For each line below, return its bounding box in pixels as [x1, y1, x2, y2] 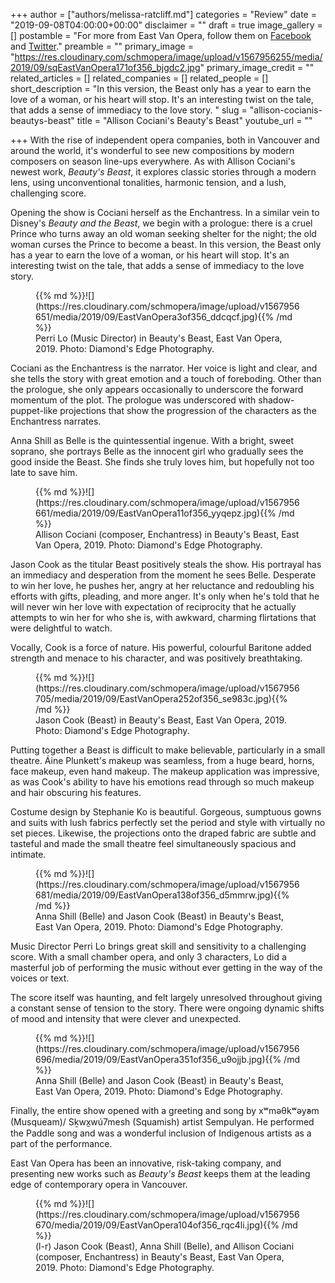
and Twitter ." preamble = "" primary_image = [10, 40, 194, 52]
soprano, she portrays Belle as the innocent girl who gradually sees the [10, 445, 304, 457]
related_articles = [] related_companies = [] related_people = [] [10, 72, 269, 84]
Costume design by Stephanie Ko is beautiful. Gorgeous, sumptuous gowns [10, 806, 322, 818]
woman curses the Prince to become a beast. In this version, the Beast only [10, 239, 322, 250]
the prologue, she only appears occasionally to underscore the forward [10, 384, 304, 395]
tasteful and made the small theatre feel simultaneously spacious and [10, 838, 297, 849]
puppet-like [10, 405, 58, 416]
